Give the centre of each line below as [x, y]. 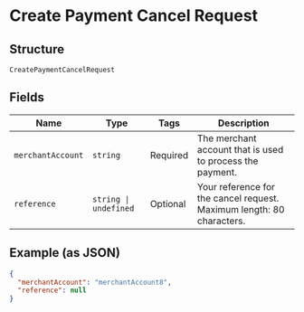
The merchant [227, 138]
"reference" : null [52, 290]
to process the [228, 161]
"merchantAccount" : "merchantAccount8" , [95, 282]
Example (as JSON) [65, 253]
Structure [37, 49]
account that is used [241, 149]
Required [169, 155]
